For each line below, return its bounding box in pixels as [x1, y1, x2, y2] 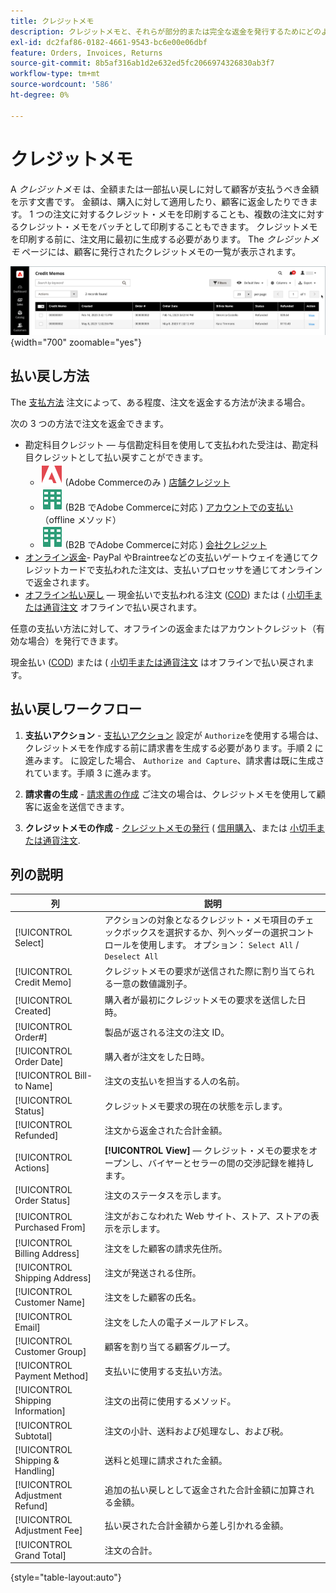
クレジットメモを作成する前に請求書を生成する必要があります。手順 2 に [24, 741, 324, 754]
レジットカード [24, 563, 87, 575]
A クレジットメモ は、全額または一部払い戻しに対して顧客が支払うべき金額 [10, 183, 320, 195]
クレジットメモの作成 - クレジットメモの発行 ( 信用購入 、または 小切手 [24, 821, 317, 834]
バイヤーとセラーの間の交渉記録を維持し [147, 1157, 315, 1169]
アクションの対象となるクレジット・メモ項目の [104, 914, 297, 926]
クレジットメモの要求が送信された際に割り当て [104, 965, 298, 977]
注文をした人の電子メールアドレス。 [104, 1316, 254, 1328]
